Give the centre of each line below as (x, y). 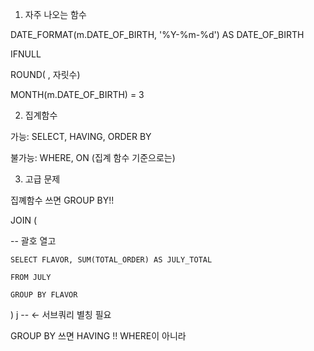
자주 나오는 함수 (55, 14)
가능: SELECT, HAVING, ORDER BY (81, 136)
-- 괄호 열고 (33, 241)
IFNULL (26, 54)
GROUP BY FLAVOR (44, 295)
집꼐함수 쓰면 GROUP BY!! (62, 200)
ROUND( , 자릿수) (45, 74)
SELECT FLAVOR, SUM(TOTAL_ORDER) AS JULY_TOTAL (111, 260)
